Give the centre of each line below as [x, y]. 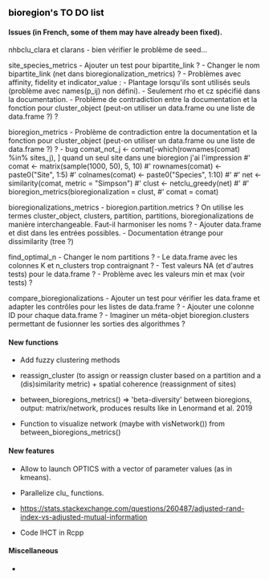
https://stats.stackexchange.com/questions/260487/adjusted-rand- [132, 508]
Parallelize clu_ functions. [62, 492]
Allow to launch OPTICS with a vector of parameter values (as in [126, 468]
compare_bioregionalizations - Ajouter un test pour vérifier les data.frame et [134, 298]
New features [31, 451]
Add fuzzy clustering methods [70, 360]
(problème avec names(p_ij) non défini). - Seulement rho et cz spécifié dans [134, 91]
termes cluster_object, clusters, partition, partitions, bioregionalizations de [131, 216]
